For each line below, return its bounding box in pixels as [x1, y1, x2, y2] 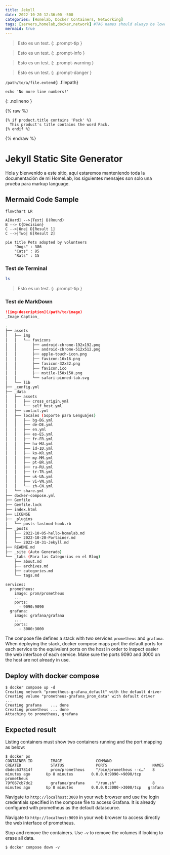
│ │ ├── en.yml [5, 427, 47, 432]
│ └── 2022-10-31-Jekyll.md [5, 540, 69, 545]
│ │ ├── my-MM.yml [5, 455, 53, 460]
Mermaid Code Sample [5, 196, 79, 204]
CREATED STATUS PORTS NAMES [5, 763, 164, 768]
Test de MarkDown [5, 298, 53, 305]
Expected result [5, 725, 57, 734]
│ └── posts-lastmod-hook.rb [5, 521, 71, 526]
